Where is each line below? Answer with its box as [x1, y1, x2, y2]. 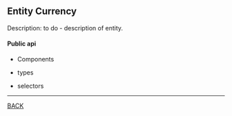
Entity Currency [7, 6, 77, 17]
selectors [17, 82, 44, 90]
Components [17, 55, 55, 64]
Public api [7, 39, 37, 48]
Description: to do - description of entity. [7, 23, 123, 32]
